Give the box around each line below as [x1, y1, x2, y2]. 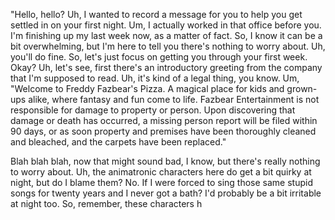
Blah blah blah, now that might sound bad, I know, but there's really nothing [10, 155, 321, 167]
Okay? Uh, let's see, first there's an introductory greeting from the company [10, 62, 323, 73]
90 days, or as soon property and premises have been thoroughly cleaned [10, 125, 317, 137]
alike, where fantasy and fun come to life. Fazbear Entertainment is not [28, 94, 320, 105]
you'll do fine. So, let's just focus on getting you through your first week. [10, 51, 308, 63]
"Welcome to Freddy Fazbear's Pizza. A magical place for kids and [10, 83, 285, 94]
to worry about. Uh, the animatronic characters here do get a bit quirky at [10, 166, 312, 178]
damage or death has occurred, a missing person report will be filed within [10, 115, 318, 126]
